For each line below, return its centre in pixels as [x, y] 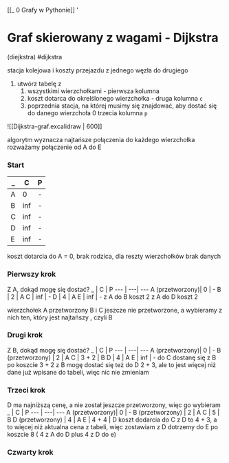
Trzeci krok [26, 390]
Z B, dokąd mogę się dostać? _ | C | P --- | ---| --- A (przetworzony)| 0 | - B [114, 350]
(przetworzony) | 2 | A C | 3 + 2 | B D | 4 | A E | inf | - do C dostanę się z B [112, 357]
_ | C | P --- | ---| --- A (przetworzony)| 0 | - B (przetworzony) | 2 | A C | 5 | [113, 413]
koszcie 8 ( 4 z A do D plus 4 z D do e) [62, 435]
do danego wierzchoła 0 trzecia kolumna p [87, 112]
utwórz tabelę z [39, 83]
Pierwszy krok [32, 274]
